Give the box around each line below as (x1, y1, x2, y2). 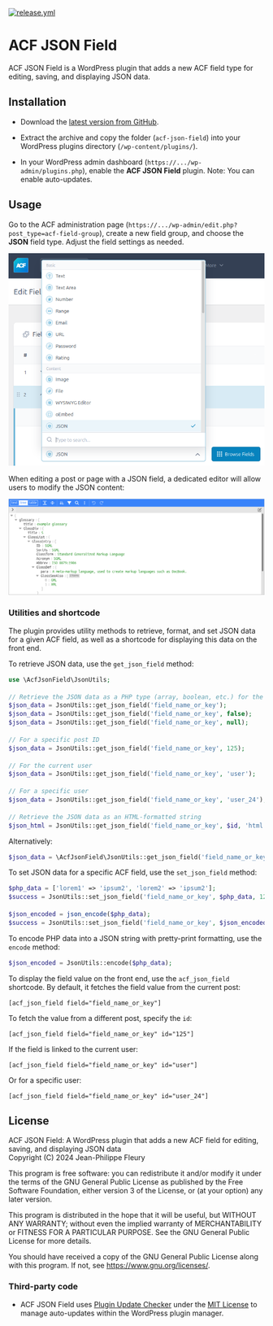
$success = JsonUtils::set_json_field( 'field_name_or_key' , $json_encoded (8, 918, 267, 927)
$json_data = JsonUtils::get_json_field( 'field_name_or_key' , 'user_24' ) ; (8, 796, 267, 805)
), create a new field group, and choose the (98, 228, 244, 238)
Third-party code (8, 1281, 79, 1293)
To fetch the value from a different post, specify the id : (8, 1013, 193, 1023)
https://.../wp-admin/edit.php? (128, 220, 238, 229)
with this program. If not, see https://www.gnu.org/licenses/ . (8, 1261, 210, 1271)
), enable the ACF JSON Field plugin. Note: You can (82, 165, 254, 175)
